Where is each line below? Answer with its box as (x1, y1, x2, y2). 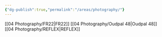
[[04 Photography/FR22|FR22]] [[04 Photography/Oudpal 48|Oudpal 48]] (5, 21, 157, 27)
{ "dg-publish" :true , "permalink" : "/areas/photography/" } (5, 7, 125, 12)
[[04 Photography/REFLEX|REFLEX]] (5, 26, 80, 32)
